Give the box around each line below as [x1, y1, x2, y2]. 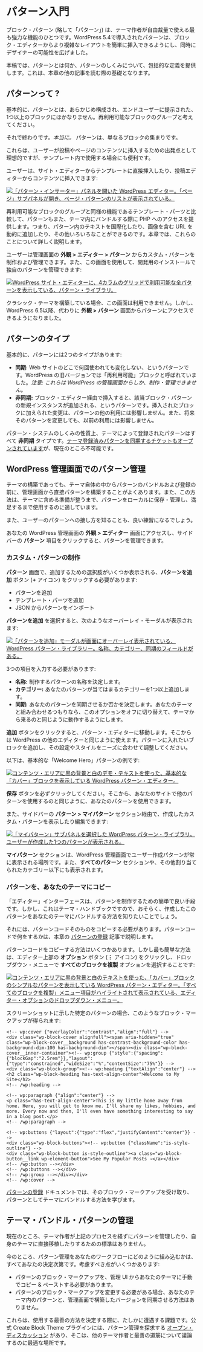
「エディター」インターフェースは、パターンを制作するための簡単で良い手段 [6, 898, 196, 905]
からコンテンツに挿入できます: [22, 174, 98, 181]
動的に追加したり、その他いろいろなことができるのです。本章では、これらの [6, 230, 196, 238]
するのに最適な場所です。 [6, 1339, 69, 1346]
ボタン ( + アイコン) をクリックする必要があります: [13, 576, 138, 583]
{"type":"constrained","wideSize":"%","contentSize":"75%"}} [6, 1061, 164, 1067]
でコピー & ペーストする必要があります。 [14, 1281, 117, 1288]
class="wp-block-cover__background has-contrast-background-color [6, 1040, 177, 1046]
